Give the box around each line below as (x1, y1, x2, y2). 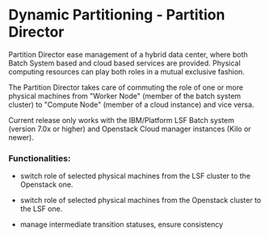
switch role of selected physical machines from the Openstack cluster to (19, 196, 262, 205)
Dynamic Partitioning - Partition (8, 6, 225, 24)
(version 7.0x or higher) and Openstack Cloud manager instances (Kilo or (8, 124, 252, 133)
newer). (8, 132, 34, 142)
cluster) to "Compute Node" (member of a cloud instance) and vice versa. (8, 99, 254, 109)
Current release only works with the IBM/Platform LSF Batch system (8, 115, 235, 125)
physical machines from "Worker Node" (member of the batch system (8, 91, 242, 100)
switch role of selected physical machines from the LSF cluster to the (19, 171, 251, 181)
